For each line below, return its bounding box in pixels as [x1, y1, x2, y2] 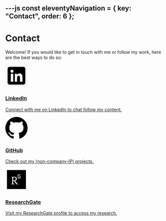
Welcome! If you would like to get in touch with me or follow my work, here [5, 49, 161, 55]
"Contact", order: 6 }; [5, 12, 75, 21]
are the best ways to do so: [5, 54, 62, 60]
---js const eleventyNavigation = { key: [5, 4, 132, 13]
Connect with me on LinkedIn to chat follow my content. [5, 106, 122, 112]
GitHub [5, 147, 23, 154]
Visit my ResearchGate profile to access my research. [5, 210, 118, 216]
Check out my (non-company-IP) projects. [5, 158, 94, 164]
